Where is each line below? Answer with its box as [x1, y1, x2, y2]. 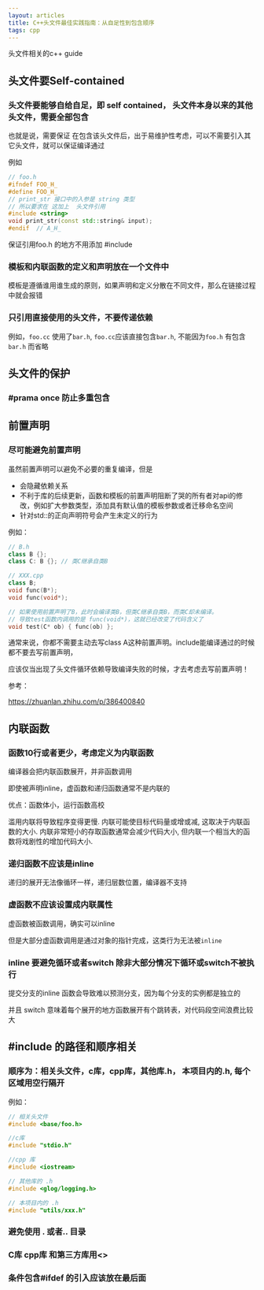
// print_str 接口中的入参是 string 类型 [8, 195, 135, 203]
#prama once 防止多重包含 [8, 392, 110, 403]
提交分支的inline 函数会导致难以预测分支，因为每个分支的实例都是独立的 [8, 988, 241, 998]
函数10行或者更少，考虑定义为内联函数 [8, 747, 155, 758]
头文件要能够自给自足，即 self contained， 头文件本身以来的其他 [8, 99, 253, 110]
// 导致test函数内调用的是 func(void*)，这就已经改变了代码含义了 [8, 615, 204, 623]
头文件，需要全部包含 [8, 111, 89, 122]
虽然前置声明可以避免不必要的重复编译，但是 [8, 464, 153, 474]
